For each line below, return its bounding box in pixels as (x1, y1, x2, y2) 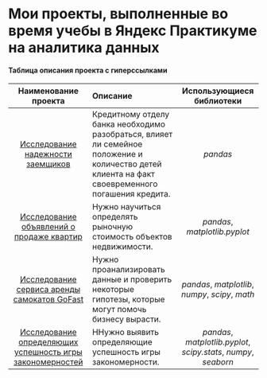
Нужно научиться (92, 201, 161, 212)
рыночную (92, 221, 133, 232)
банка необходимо (92, 119, 165, 130)
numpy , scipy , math (181, 289, 255, 300)
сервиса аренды (16, 284, 81, 295)
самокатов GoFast (13, 294, 84, 305)
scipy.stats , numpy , (181, 347, 254, 358)
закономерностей (13, 357, 83, 368)
